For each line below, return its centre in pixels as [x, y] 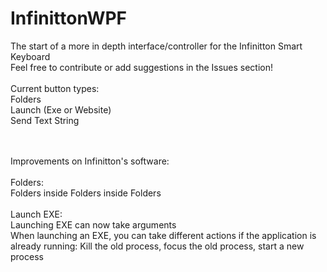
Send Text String [45, 120]
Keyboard [30, 56]
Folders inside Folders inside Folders [86, 193]
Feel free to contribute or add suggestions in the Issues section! [142, 67]
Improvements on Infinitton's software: [90, 161]
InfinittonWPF [69, 18]
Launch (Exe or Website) [61, 109]
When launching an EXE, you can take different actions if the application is [163, 235]
